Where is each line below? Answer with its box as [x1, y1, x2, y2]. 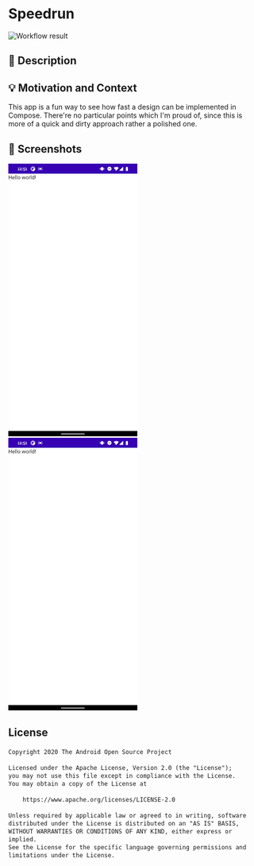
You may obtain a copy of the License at [8, 779, 148, 787]
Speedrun [8, 5, 75, 23]
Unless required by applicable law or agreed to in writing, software [8, 811, 247, 819]
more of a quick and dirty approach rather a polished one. [8, 119, 198, 129]
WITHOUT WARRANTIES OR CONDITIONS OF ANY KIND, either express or [8, 827, 233, 835]
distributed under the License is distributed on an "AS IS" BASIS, [8, 819, 240, 827]
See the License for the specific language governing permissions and [8, 843, 247, 851]
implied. [8, 835, 37, 843]
